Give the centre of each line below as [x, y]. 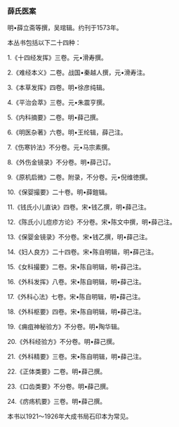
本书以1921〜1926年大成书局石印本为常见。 [70, 416]
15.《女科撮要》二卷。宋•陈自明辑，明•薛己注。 [76, 267]
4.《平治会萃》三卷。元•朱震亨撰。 [58, 103]
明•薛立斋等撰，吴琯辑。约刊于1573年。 [65, 28]
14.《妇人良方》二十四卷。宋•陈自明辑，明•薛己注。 [82, 252]
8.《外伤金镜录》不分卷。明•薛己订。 [61, 162]
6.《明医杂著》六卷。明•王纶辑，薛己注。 [67, 132]
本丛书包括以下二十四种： [44, 43]
